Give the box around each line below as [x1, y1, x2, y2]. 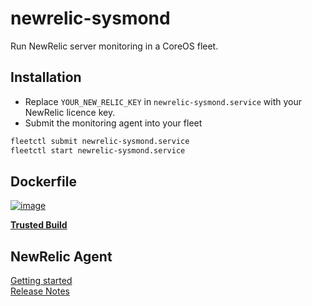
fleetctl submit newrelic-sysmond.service [10, 136, 190, 146]
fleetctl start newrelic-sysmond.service [10, 145, 186, 156]
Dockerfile [10, 173, 78, 190]
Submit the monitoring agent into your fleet [24, 117, 203, 129]
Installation [10, 69, 82, 86]
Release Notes [10, 285, 70, 297]
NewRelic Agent [10, 248, 113, 265]
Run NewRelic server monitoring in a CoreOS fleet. [10, 40, 219, 52]
